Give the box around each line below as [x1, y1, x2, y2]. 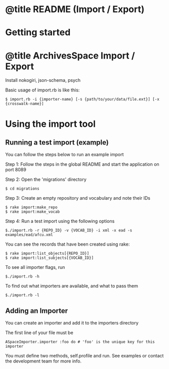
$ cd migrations [5, 186, 39, 192]
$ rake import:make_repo [5, 205, 58, 210]
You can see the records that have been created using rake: [5, 241, 130, 247]
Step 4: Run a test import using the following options [5, 218, 115, 224]
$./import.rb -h [5, 274, 39, 279]
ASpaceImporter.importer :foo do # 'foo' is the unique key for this [5, 340, 155, 345]
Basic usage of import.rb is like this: [5, 87, 80, 93]
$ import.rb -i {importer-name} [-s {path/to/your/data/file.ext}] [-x [5, 97, 159, 102]
